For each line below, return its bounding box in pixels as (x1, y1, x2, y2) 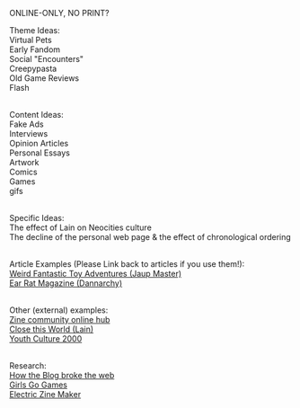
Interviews (9, 129, 49, 138)
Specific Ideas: (9, 213, 65, 223)
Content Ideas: (9, 110, 65, 120)
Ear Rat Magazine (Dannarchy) (9, 278, 123, 288)
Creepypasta (9, 63, 57, 74)
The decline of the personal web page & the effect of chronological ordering (9, 232, 292, 242)
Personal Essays (9, 147, 70, 158)
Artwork (9, 157, 40, 167)
